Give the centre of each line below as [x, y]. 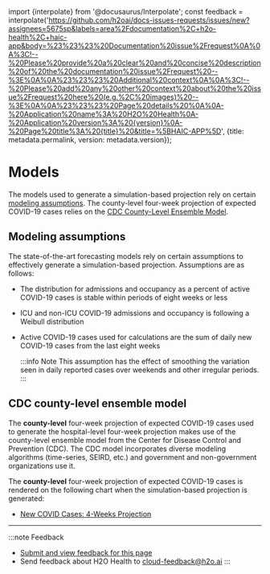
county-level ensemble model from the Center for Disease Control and [125, 440]
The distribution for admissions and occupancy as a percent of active [135, 289]
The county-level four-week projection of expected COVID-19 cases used [131, 423]
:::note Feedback [36, 537]
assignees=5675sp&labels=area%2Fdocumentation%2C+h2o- [112, 29]
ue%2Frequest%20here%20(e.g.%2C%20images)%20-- [104, 97]
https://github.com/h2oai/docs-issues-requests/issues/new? [149, 20]
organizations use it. [42, 465]
